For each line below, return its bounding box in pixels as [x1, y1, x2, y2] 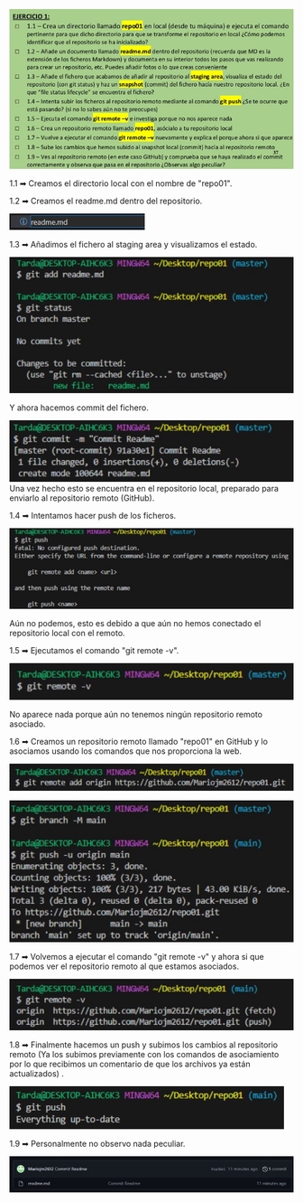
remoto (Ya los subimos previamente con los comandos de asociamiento [9, 1049, 280, 1060]
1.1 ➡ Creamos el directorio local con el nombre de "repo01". [9, 178, 233, 189]
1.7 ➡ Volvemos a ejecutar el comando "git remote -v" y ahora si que [9, 952, 264, 963]
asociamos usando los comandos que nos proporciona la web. [9, 746, 242, 756]
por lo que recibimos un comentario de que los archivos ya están [9, 1058, 251, 1070]
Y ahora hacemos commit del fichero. [9, 402, 149, 413]
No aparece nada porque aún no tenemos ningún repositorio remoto [9, 709, 263, 720]
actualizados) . [9, 1068, 65, 1079]
